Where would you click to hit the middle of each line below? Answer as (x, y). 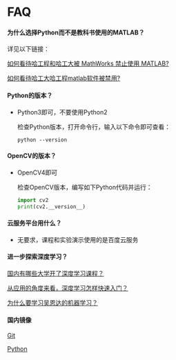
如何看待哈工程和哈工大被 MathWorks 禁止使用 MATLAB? (88, 63)
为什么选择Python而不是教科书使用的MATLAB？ (76, 32)
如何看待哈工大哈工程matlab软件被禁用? (64, 78)
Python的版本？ (30, 95)
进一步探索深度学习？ (37, 257)
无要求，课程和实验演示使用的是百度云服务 (78, 239)
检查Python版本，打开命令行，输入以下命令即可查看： (94, 127)
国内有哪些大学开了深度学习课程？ (56, 273)
